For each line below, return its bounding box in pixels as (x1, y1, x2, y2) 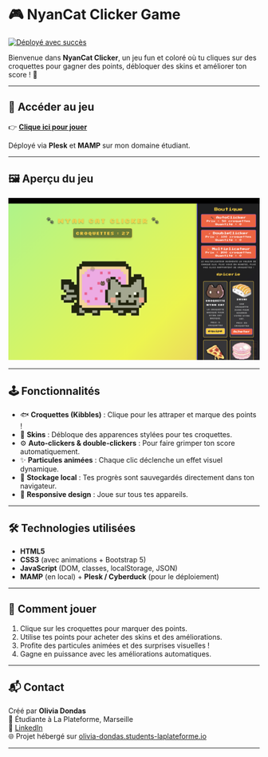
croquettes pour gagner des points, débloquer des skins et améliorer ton (8, 61, 247, 71)
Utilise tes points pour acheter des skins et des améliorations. (19, 632, 223, 641)
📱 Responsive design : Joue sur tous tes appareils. (19, 490, 189, 499)
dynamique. (19, 464, 60, 474)
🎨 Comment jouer (8, 602, 97, 616)
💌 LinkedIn (8, 723, 43, 732)
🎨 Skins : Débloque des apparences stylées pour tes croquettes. (19, 430, 233, 440)
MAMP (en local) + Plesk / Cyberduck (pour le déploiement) (19, 572, 219, 582)
